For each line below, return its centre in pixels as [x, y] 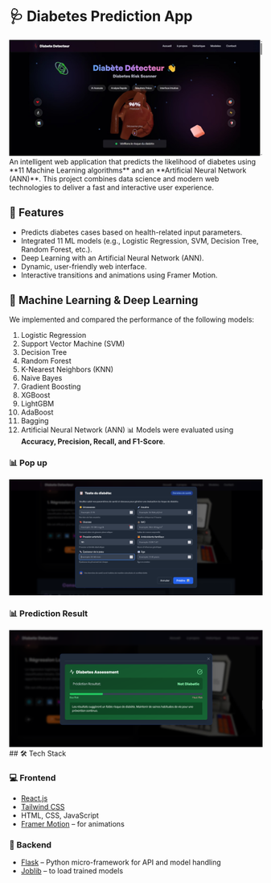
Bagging [35, 421]
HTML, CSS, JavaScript [60, 815]
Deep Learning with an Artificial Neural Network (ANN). [112, 258]
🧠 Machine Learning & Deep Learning [104, 300]
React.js [34, 798]
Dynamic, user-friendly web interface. [84, 266]
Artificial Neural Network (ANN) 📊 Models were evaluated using [127, 430]
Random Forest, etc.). [57, 249]
